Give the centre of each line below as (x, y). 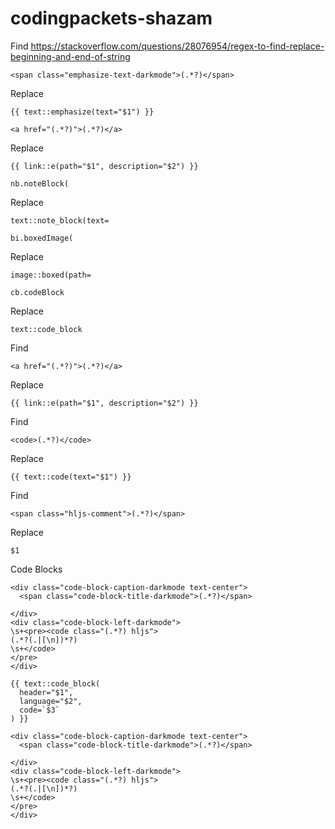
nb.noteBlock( (40, 183)
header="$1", (46, 692)
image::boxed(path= (51, 275)
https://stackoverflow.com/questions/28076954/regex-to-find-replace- (177, 46)
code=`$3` (39, 710)
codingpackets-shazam (111, 18)
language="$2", (51, 701)
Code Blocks (36, 569)
